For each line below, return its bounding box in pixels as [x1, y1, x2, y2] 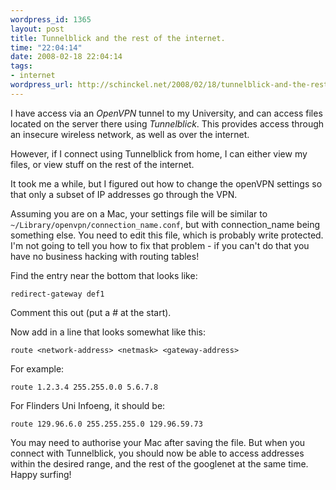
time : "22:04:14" [10, 42, 83, 53]
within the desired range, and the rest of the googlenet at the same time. [10, 457, 309, 470]
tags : [10, 61, 33, 71]
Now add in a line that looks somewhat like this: [10, 326, 206, 338]
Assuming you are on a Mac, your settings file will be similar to [10, 207, 268, 220]
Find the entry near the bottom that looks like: [10, 269, 198, 281]
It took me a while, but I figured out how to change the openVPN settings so [10, 177, 323, 190]
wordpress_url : [10, 80, 74, 90]
